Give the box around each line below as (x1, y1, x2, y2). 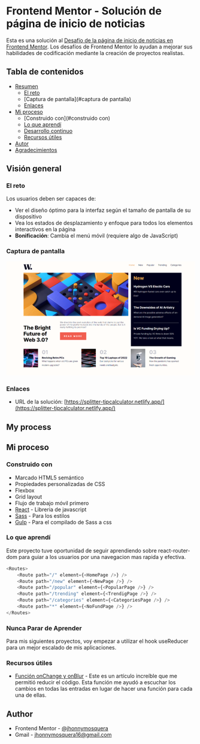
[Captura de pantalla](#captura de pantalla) (23, 95, 132, 102)
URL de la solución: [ (14, 398, 66, 405)
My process (6, 422, 51, 432)
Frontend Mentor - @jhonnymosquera (14, 725, 109, 732)
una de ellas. (14, 691, 47, 699)
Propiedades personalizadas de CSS (14, 480, 105, 487)
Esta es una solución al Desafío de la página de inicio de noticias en (6, 37, 174, 44)
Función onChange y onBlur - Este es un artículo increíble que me (14, 672, 178, 680)
